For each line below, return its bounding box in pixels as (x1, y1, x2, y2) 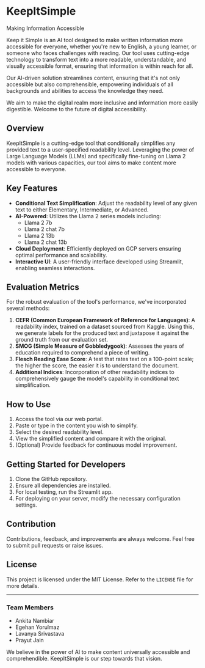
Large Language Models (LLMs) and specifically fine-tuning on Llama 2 (6, 152, 186, 160)
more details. (6, 582, 40, 589)
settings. (15, 501, 38, 508)
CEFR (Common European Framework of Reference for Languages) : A (15, 317, 195, 324)
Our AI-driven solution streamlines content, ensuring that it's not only (6, 74, 181, 81)
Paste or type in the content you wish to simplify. (15, 422, 138, 429)
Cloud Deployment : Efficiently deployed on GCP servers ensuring (15, 244, 181, 252)
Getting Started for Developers (6, 459, 126, 469)
